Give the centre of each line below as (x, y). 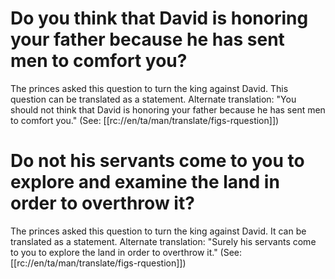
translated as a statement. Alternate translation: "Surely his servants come (163, 241)
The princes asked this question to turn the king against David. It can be (158, 231)
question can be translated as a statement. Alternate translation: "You (153, 99)
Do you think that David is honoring (159, 18)
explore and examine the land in (145, 182)
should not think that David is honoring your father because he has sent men (168, 109)
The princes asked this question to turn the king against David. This (149, 88)
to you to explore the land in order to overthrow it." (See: (126, 252)
